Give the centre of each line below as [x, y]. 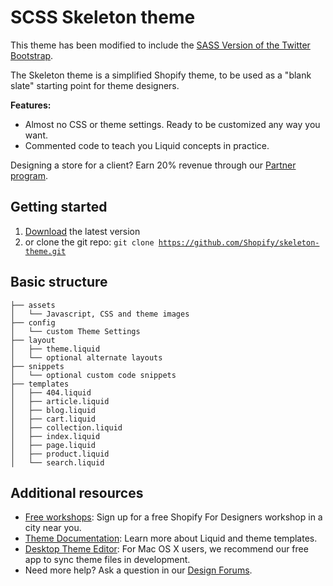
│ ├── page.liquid [53, 445]
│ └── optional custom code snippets [93, 375]
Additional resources [77, 492]
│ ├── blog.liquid [53, 410]
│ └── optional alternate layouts [86, 357]
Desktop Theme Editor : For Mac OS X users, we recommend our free [166, 549]
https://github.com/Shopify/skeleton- [239, 242]
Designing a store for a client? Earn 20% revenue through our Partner [153, 165]
